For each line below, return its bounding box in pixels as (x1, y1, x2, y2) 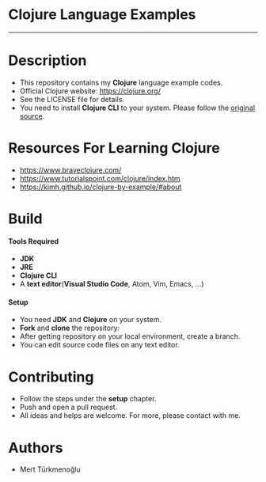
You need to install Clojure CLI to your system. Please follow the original (19, 103, 256, 112)
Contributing (8, 368, 94, 385)
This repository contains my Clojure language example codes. (19, 78, 223, 87)
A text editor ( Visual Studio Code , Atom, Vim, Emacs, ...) (19, 279, 204, 289)
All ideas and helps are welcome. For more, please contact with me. (19, 411, 241, 420)
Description (8, 51, 87, 70)
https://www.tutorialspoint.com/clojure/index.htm (19, 173, 180, 183)
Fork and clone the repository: (19, 323, 120, 333)
